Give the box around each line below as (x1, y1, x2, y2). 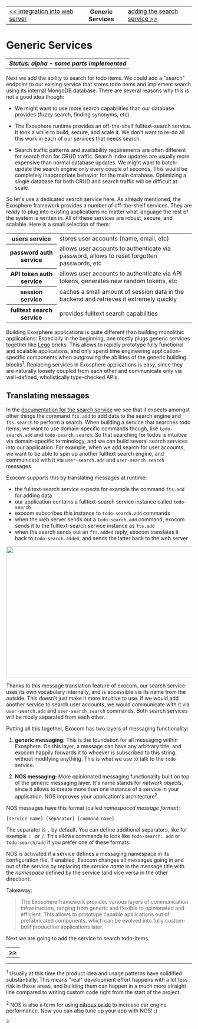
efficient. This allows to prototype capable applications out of (20, 911, 170, 918)
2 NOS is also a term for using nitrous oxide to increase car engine (6, 1000, 167, 1008)
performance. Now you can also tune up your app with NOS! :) (6, 1007, 158, 1014)
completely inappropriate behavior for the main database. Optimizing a (14, 171, 187, 178)
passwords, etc (59, 259, 102, 268)
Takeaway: (6, 887, 32, 894)
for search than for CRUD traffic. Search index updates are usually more (14, 152, 190, 160)
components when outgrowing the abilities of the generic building (27, 353, 187, 361)
